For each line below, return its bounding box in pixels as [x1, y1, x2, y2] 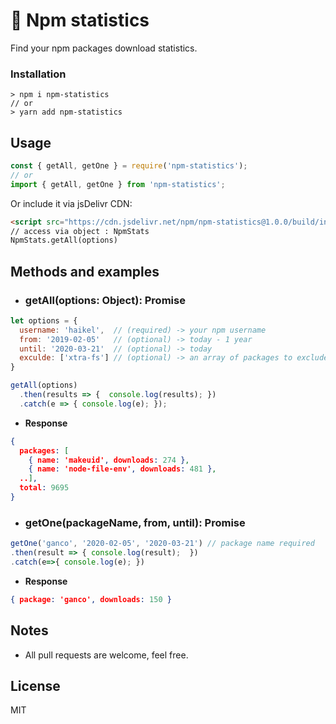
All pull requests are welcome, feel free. [24, 649, 189, 661]
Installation [10, 67, 67, 81]
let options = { [10, 315, 78, 326]
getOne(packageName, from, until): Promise [24, 515, 246, 529]
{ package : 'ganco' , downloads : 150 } [10, 594, 172, 604]
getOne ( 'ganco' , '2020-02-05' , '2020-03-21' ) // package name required [10, 539, 315, 549]
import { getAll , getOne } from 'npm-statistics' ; [10, 179, 226, 189]
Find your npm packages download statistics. [10, 42, 198, 54]
